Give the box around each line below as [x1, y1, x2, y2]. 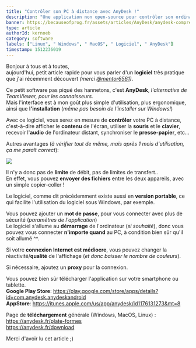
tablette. [6, 281, 26, 288]
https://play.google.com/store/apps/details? [52, 287, 159, 294]
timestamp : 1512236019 [6, 47, 61, 53]
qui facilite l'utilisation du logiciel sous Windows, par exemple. [6, 198, 155, 205]
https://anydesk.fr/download [6, 323, 75, 330]
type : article [6, 25, 41, 31]
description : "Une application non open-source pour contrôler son [6, 14, 174, 20]
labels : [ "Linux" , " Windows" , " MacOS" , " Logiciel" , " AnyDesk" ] [6, 42, 174, 47]
